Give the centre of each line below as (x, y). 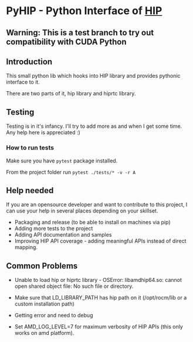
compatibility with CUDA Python (67, 41)
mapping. (26, 247)
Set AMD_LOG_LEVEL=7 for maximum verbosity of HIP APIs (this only (99, 327)
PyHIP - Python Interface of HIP (84, 11)
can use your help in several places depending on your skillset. (82, 211)
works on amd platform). (44, 333)
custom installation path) (44, 304)
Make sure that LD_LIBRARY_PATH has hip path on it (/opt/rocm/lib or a (101, 298)
